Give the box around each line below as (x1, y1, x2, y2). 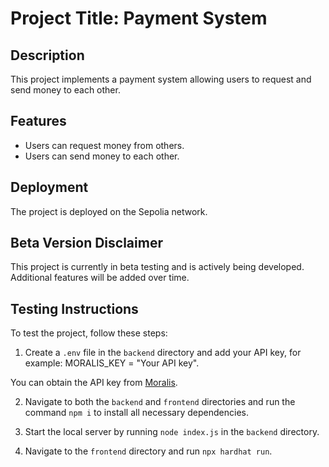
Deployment (10, 179, 89, 196)
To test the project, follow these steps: (10, 327, 168, 339)
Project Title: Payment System (10, 7, 268, 30)
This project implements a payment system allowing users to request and (10, 73, 312, 85)
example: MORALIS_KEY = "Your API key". (24, 357, 200, 369)
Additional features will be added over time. (10, 272, 190, 284)
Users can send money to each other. (24, 150, 180, 162)
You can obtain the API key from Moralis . (10, 377, 178, 389)
